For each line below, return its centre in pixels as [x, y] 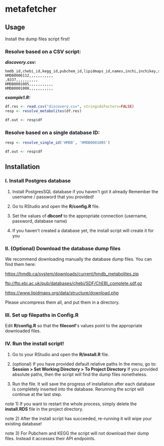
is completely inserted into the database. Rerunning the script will [78, 389]
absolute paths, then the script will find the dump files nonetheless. [80, 374]
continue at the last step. [37, 394]
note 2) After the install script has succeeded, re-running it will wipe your [79, 419]
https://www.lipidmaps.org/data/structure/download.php [62, 292]
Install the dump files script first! [37, 39]
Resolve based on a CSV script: [43, 52]
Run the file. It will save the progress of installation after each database [83, 384]
